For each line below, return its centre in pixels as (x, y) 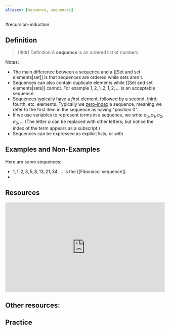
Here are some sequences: (33, 161)
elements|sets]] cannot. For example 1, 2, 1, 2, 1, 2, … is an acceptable (84, 88)
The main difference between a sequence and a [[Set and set (76, 72)
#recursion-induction (27, 24)
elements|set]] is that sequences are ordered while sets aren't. (78, 77)
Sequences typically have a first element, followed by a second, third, (85, 99)
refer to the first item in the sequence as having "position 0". (75, 110)
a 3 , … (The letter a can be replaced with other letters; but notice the (83, 122)
